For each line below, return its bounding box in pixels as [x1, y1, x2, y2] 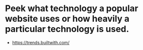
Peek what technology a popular [5, 3, 139, 14]
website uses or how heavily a [5, 13, 130, 24]
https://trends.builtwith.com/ [12, 39, 70, 45]
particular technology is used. [5, 24, 129, 34]
